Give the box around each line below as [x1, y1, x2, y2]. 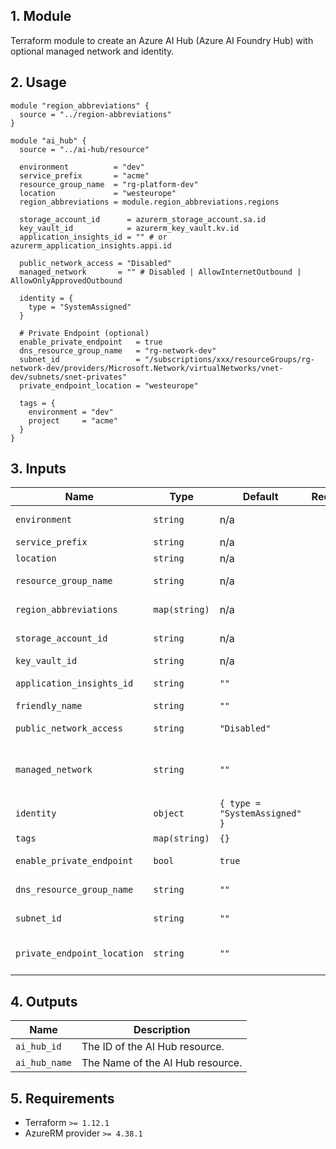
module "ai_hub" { [10, 135, 87, 146]
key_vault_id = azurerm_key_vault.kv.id [19, 223, 240, 233]
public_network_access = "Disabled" [19, 258, 172, 268]
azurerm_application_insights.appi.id [10, 240, 172, 251]
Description [133, 1023, 191, 1037]
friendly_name [15, 700, 83, 712]
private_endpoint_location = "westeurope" [19, 380, 199, 391]
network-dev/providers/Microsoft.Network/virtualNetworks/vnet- [10, 363, 284, 373]
